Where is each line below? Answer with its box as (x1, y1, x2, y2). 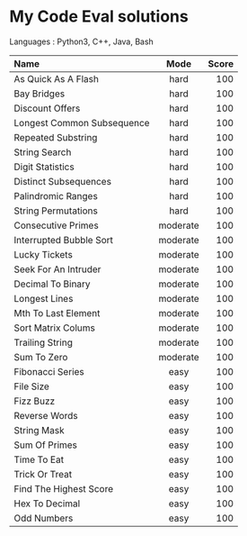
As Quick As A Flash (13, 72, 99, 85)
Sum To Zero (13, 350, 68, 363)
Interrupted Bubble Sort (13, 233, 114, 246)
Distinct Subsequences (13, 175, 112, 187)
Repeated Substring (13, 131, 98, 143)
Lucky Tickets (13, 248, 74, 260)
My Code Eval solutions (9, 6, 189, 27)
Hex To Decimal (13, 497, 81, 510)
